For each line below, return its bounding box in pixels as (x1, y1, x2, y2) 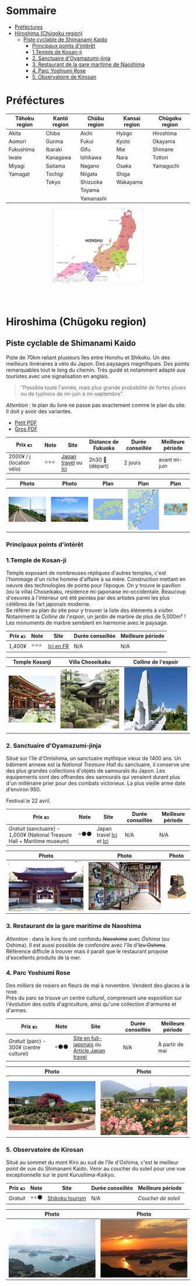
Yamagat (8, 170, 30, 177)
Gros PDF (14, 425, 38, 432)
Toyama (80, 186, 100, 194)
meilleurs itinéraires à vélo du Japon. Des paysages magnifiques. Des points (6, 360, 190, 367)
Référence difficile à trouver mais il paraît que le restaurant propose (6, 948, 169, 955)
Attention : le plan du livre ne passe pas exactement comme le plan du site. (6, 402, 187, 409)
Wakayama (116, 179, 143, 186)
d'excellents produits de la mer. (6, 954, 82, 961)
